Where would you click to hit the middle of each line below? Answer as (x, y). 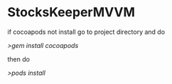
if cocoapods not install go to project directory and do (86, 32)
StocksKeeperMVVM (71, 12)
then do (19, 59)
